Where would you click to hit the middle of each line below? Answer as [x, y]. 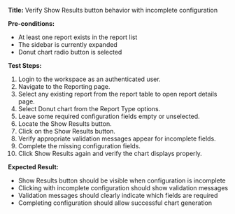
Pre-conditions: [31, 23]
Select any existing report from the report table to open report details [117, 94]
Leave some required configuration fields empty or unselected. [109, 116]
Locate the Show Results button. [65, 124]
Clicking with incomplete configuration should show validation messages [123, 188]
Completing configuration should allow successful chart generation [115, 203]
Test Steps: [25, 65]
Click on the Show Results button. [67, 131]
